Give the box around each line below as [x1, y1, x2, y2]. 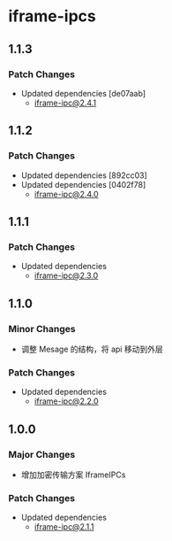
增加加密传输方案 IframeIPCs [20, 469, 126, 480]
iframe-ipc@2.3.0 [34, 270, 99, 281]
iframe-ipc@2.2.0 [34, 396, 99, 406]
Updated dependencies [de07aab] [20, 88, 146, 98]
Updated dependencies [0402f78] [20, 179, 146, 189]
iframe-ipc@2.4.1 [34, 97, 97, 108]
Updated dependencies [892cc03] [20, 170, 147, 181]
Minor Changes [8, 322, 76, 335]
